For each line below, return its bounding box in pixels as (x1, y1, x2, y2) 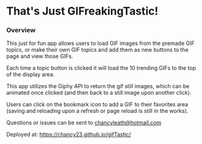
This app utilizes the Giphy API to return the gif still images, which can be (6, 83, 190, 90)
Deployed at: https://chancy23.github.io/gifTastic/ (6, 131, 131, 138)
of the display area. (6, 71, 55, 78)
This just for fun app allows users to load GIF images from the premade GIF (6, 39, 195, 47)
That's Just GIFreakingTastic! (6, 4, 159, 18)
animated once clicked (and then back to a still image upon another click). (6, 89, 192, 97)
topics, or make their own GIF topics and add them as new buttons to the (6, 46, 189, 53)
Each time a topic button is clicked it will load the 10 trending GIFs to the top (6, 64, 197, 72)
